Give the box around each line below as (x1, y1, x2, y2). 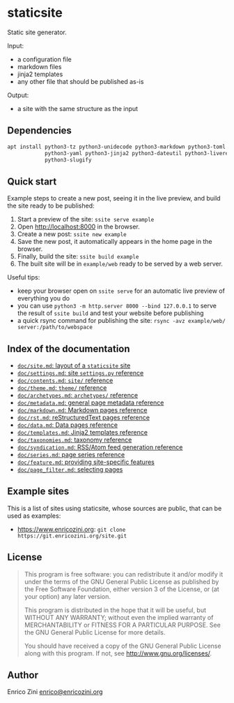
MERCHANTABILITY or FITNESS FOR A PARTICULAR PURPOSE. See (24, 621, 221, 629)
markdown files (17, 62, 62, 71)
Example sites (7, 486, 70, 498)
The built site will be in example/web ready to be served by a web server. (17, 260, 223, 268)
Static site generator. (7, 28, 68, 36)
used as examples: (7, 512, 61, 520)
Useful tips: (7, 273, 40, 282)
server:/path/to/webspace (17, 324, 93, 331)
